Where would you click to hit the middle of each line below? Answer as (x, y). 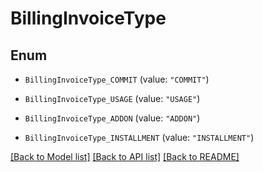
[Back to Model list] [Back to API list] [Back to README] (125, 156)
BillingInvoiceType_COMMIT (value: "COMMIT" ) (117, 79)
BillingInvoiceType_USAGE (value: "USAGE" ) (112, 98)
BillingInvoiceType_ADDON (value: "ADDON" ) (112, 118)
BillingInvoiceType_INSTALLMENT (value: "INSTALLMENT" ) (139, 137)
